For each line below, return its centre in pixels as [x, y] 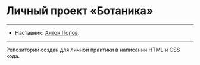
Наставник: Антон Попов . [47, 32]
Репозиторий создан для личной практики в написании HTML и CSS [93, 50]
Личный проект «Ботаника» [80, 11]
